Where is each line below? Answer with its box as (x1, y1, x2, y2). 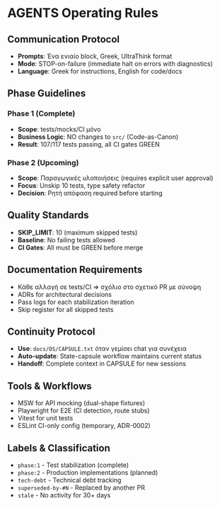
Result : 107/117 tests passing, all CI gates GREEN (17, 140, 161, 148)
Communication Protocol (7, 33, 120, 45)
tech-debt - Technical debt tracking (17, 476, 122, 485)
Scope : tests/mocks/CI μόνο (17, 125, 101, 133)
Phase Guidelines (7, 87, 86, 100)
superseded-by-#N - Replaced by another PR (17, 483, 145, 492)
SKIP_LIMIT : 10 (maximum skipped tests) (17, 228, 138, 237)
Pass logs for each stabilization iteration (17, 298, 134, 306)
